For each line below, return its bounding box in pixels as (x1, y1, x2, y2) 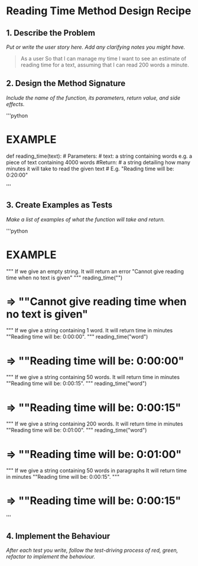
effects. (6, 100, 25, 107)
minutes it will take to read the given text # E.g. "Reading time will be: (6, 165, 174, 172)
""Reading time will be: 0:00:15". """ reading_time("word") (6, 380, 147, 387)
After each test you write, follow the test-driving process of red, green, (6, 547, 178, 554)
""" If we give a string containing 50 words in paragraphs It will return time (6, 467, 187, 474)
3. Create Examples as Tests (6, 200, 113, 210)
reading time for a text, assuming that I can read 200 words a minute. (20, 61, 189, 68)
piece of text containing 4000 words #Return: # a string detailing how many (6, 158, 191, 166)
